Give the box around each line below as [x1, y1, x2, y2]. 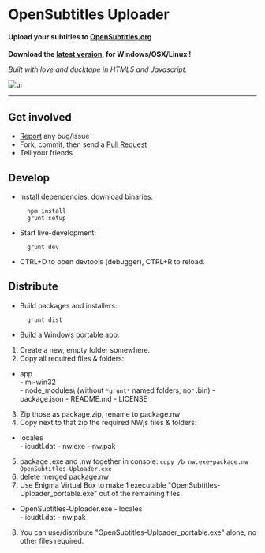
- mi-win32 [19, 377, 57, 387]
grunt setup [27, 215, 66, 222]
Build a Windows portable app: [19, 330, 120, 339]
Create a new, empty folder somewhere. [19, 345, 151, 354]
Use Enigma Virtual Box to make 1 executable [19, 480, 167, 490]
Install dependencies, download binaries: [19, 192, 154, 202]
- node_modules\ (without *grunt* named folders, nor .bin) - [19, 385, 215, 395]
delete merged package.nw [19, 472, 109, 481]
